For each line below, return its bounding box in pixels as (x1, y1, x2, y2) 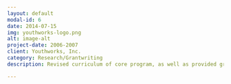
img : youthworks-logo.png (7, 29, 81, 36)
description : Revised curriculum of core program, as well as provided (7, 61, 217, 68)
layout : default (7, 10, 54, 17)
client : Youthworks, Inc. (7, 48, 81, 55)
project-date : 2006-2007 (7, 42, 78, 48)
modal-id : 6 (7, 16, 41, 23)
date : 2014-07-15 (7, 23, 57, 29)
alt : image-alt (7, 36, 51, 42)
